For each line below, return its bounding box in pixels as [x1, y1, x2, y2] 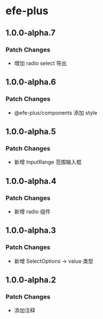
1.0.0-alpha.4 [5, 176, 57, 186]
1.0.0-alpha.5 [5, 126, 56, 137]
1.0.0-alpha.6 [5, 77, 56, 87]
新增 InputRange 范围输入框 [14, 159, 82, 166]
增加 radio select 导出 [14, 59, 67, 66]
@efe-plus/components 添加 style [14, 109, 98, 116]
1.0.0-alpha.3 [5, 225, 56, 236]
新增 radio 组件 [14, 208, 51, 215]
